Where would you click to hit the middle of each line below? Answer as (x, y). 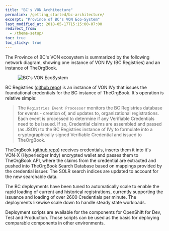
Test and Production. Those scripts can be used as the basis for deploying (82, 217)
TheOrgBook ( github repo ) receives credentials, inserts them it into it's (78, 150)
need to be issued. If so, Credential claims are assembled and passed (90, 124)
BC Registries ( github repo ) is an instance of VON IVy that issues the (76, 87)
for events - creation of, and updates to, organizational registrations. (88, 113)
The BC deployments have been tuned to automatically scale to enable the (82, 186)
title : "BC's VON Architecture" (39, 10)
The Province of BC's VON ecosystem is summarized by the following (77, 57)
